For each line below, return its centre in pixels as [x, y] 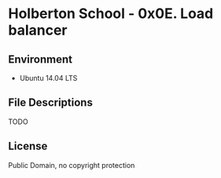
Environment [41, 59]
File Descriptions [50, 103]
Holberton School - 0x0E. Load [111, 14]
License [28, 146]
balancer [38, 30]
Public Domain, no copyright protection [72, 165]
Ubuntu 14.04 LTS [48, 78]
